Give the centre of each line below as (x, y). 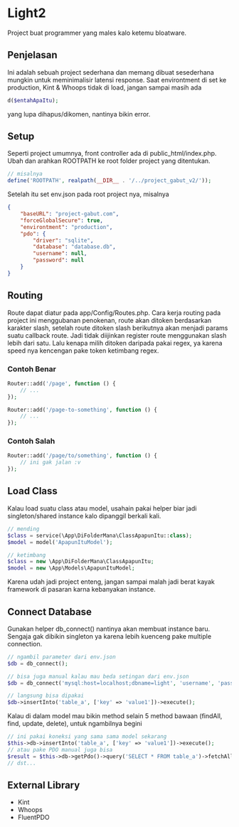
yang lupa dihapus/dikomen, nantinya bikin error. (79, 114)
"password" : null (58, 260)
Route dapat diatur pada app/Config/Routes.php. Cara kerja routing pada (114, 313)
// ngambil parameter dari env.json (62, 657)
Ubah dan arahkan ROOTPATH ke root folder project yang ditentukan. (109, 161)
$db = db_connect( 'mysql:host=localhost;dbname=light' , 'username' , (111, 683)
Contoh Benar (32, 369)
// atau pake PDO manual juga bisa (60, 749)
